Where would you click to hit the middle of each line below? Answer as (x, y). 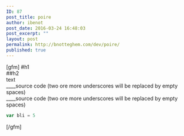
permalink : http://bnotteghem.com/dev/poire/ (63, 45)
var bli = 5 (21, 115)
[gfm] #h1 (18, 67)
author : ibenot (25, 22)
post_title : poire (29, 17)
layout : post (22, 39)
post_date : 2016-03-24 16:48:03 (46, 28)
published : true (26, 50)
